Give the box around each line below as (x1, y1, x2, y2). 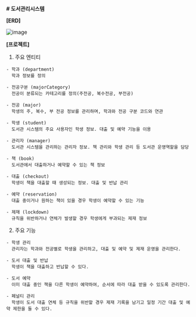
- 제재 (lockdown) (6, 209, 49, 215)
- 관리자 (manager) (6, 138, 51, 144)
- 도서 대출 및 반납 (6, 258, 49, 263)
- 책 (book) (6, 156, 35, 162)
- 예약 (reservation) (6, 192, 58, 197)
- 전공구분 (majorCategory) (6, 84, 71, 90)
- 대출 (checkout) (6, 174, 49, 180)
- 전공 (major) (6, 102, 42, 108)
